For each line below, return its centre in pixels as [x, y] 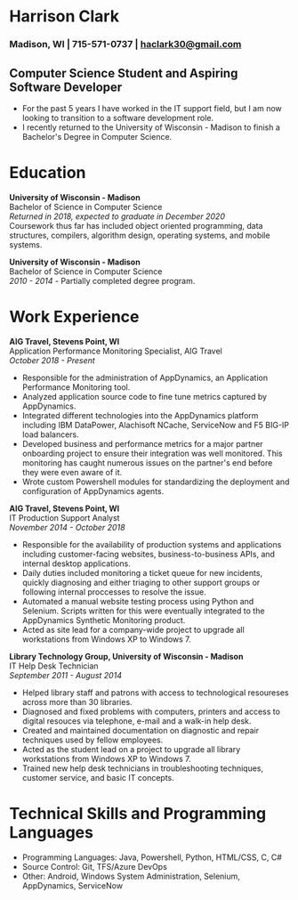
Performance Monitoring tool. [76, 387]
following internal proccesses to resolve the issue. [114, 592]
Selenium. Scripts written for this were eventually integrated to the [143, 611]
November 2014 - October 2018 [68, 527]
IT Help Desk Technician [54, 666]
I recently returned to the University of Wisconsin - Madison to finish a [151, 127]
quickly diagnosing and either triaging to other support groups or [141, 582]
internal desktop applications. [77, 564]
